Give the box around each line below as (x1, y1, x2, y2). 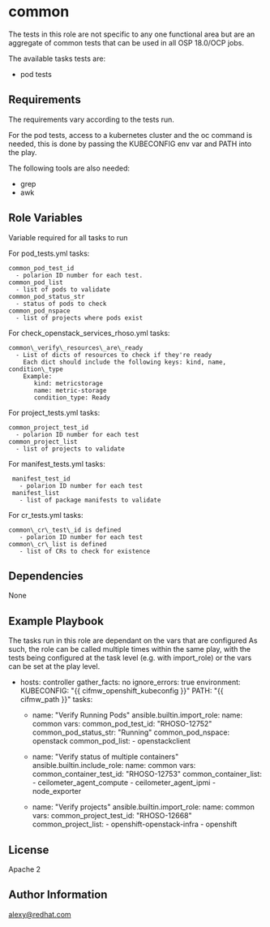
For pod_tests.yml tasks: (8, 248, 90, 258)
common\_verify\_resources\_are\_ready (8, 343, 144, 351)
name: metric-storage (33, 386, 107, 395)
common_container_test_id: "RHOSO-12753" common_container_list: (32, 770, 262, 779)
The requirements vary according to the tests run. (8, 114, 174, 124)
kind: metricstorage (33, 379, 104, 387)
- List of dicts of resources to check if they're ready (15, 351, 212, 359)
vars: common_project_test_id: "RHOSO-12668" (32, 811, 192, 821)
